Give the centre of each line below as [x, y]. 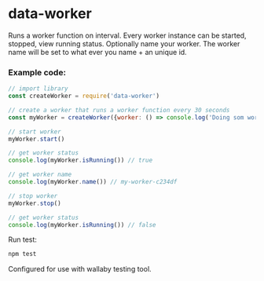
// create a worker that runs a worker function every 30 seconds [119, 110]
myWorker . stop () [35, 203]
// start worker [35, 131]
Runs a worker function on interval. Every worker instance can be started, [127, 35]
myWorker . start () [37, 139]
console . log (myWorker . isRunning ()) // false [82, 224]
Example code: [37, 72]
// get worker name [40, 175]
